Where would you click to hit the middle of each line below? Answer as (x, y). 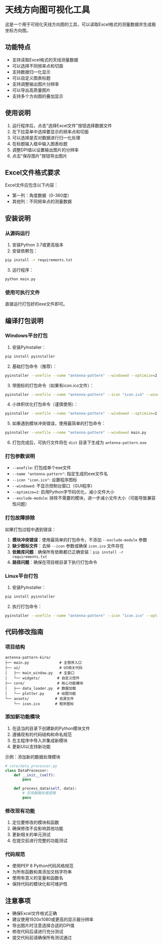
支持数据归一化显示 (31, 72)
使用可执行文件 (23, 293)
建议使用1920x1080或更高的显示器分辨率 (53, 919)
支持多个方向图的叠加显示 (38, 96)
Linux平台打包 (22, 576)
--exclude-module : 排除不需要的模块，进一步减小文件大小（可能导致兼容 (84, 498)
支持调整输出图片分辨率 (35, 84)
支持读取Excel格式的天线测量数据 (45, 60)
